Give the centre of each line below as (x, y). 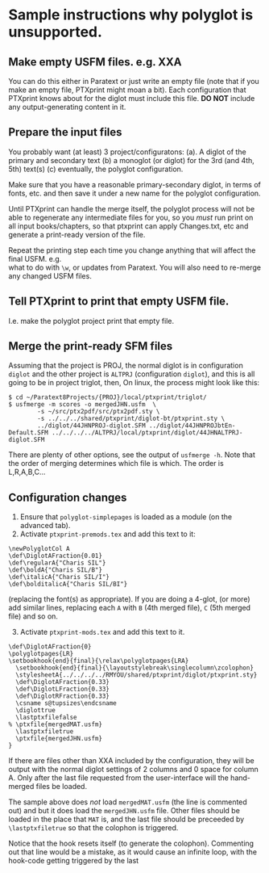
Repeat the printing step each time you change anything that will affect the (132, 250)
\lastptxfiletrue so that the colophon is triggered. (93, 828)
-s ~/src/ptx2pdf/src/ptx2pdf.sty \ (99, 412)
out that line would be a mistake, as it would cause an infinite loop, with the (133, 852)
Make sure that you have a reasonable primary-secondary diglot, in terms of (135, 184)
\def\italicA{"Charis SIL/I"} (59, 577)
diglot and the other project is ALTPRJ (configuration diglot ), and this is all (132, 374)
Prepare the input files (65, 132)
